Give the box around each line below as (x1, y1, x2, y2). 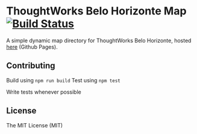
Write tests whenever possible (6, 88, 81, 96)
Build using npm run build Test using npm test (6, 76, 120, 84)
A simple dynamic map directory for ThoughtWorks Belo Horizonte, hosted (6, 37, 192, 44)
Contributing (6, 61, 55, 71)
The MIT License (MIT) (6, 121, 63, 129)
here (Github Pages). (6, 43, 58, 50)
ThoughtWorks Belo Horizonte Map (6, 4, 187, 18)
